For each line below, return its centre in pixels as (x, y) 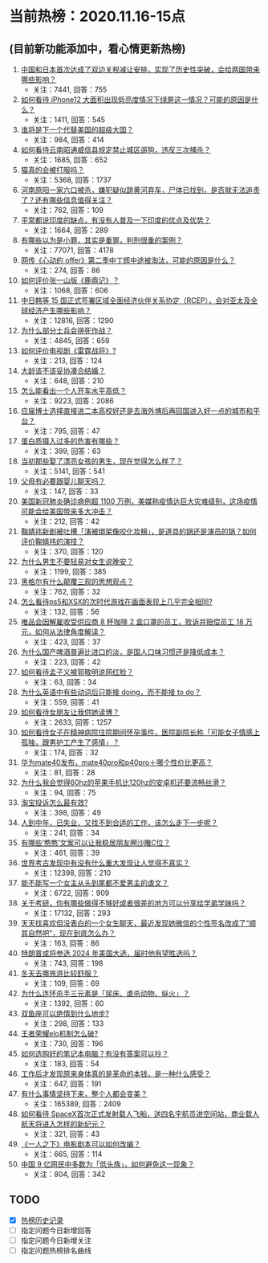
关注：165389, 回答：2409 (77, 1104)
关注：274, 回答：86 (67, 270)
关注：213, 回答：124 (67, 361)
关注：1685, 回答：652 (70, 160)
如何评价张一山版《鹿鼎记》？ (70, 280)
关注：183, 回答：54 (66, 1064)
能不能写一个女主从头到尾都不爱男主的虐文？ (95, 883)
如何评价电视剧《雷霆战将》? (68, 351)
